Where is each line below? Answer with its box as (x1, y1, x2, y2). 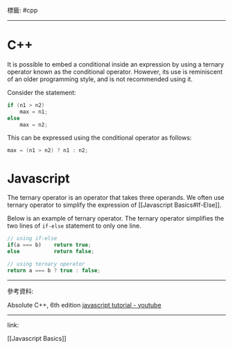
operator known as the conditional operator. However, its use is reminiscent (7, 67, 223, 76)
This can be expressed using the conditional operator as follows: (7, 134, 192, 142)
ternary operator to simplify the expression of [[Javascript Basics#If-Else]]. (7, 201, 222, 210)
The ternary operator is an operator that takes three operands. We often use (7, 194, 225, 202)
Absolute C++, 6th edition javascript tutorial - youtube (7, 300, 162, 309)
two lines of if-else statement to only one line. (7, 221, 141, 230)
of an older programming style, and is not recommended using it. (7, 75, 193, 83)
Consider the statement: (7, 88, 76, 96)
